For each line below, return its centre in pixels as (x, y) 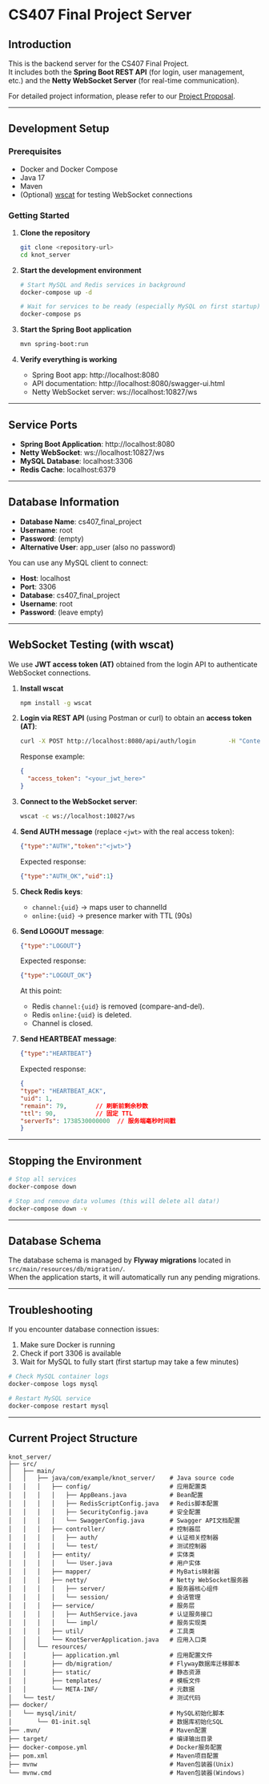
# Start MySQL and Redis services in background (102, 285)
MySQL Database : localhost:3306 (76, 461)
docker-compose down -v (48, 1208)
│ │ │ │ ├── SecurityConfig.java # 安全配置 (105, 1512)
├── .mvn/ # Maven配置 (108, 1730)
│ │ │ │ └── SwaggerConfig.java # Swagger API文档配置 (124, 1520)
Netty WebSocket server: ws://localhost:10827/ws (114, 392)
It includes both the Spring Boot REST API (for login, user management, (126, 72)
